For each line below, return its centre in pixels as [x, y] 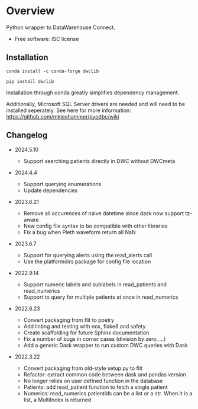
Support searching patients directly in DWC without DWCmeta [99, 161]
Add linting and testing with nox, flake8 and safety [85, 326]
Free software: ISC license [47, 39]
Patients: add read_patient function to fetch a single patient [95, 387]
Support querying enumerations [62, 184]
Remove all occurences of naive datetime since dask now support [104, 213]
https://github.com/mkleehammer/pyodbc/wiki [63, 116]
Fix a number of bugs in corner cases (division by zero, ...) [95, 338]
